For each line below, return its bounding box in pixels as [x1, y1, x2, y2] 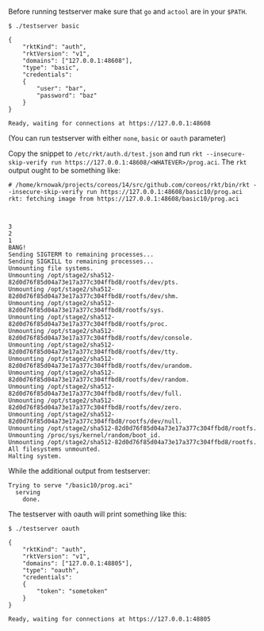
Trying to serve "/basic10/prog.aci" [8, 482, 133, 490]
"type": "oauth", [22, 567, 80, 575]
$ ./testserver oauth [8, 525, 80, 532]
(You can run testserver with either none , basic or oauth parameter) [8, 134, 226, 142]
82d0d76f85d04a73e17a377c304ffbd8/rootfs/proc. [8, 320, 169, 328]
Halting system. [8, 452, 62, 460]
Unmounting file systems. [8, 265, 94, 273]
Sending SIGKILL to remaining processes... [8, 257, 155, 265]
